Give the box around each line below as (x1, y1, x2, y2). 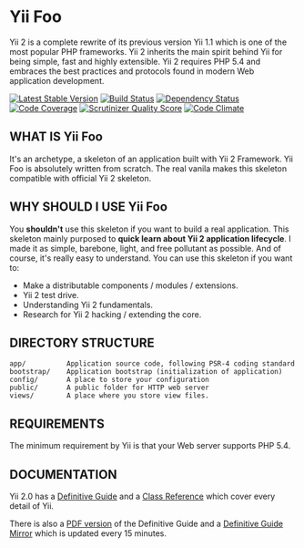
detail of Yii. (9, 501, 55, 512)
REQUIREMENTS (9, 416, 105, 431)
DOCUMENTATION (9, 467, 117, 482)
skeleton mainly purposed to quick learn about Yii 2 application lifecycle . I (9, 233, 291, 243)
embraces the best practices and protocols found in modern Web (9, 66, 255, 77)
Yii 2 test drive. (22, 289, 79, 300)
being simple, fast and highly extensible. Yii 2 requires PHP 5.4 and (9, 56, 261, 67)
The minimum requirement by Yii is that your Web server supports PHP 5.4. (9, 440, 291, 451)
